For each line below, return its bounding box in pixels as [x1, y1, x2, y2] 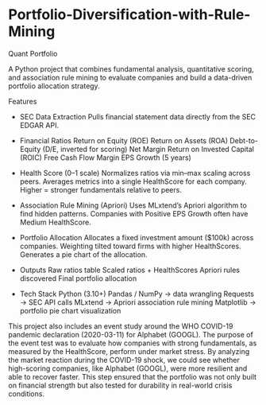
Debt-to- [229, 135, 259, 145]
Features [8, 96, 37, 106]
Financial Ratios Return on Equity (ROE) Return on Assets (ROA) [19, 135, 229, 145]
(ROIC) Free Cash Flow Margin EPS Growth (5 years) [19, 153, 192, 162]
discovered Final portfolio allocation [19, 273, 137, 283]
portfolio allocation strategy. [8, 81, 101, 91]
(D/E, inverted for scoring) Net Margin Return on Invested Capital [42, 144, 254, 154]
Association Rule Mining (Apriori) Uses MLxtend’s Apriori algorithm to [19, 201, 248, 210]
